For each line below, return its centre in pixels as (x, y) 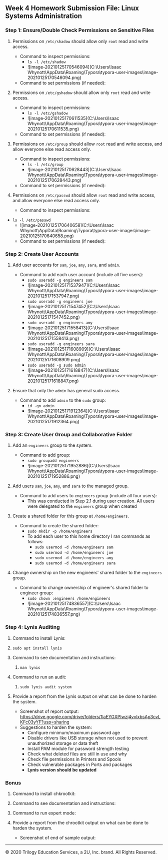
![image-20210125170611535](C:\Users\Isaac (73, 118)
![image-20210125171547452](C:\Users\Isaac (73, 306)
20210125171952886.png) (54, 476)
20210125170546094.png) (54, 78)
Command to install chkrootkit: (44, 793)
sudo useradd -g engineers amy (60, 323)
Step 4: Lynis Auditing (32, 627)
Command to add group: (45, 455)
